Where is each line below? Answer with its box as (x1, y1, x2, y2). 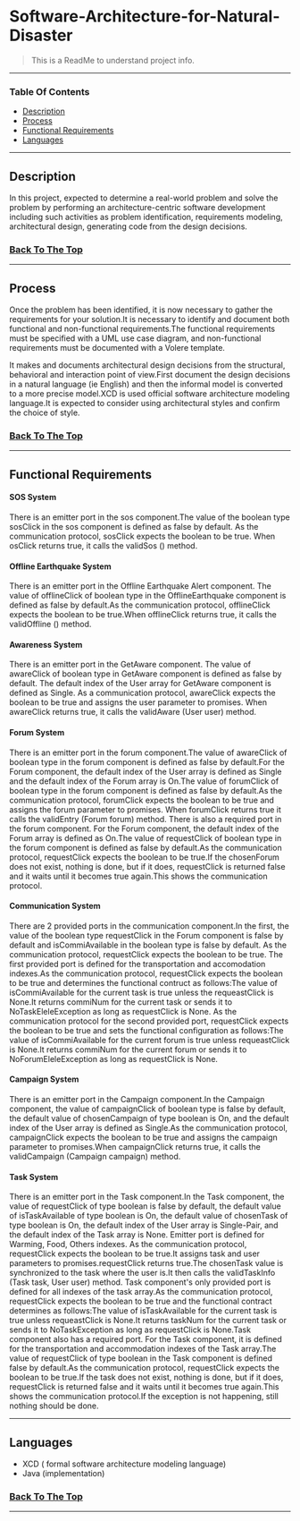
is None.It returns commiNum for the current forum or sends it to (9, 1044, 247, 1055)
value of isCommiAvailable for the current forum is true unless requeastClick (9, 1034, 290, 1045)
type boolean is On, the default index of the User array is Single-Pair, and (9, 1219, 279, 1231)
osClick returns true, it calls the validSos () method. (9, 540, 198, 551)
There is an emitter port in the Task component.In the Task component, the (9, 1192, 285, 1202)
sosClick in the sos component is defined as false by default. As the (9, 522, 259, 532)
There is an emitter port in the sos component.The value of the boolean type (9, 512, 290, 523)
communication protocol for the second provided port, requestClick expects (9, 1015, 289, 1026)
